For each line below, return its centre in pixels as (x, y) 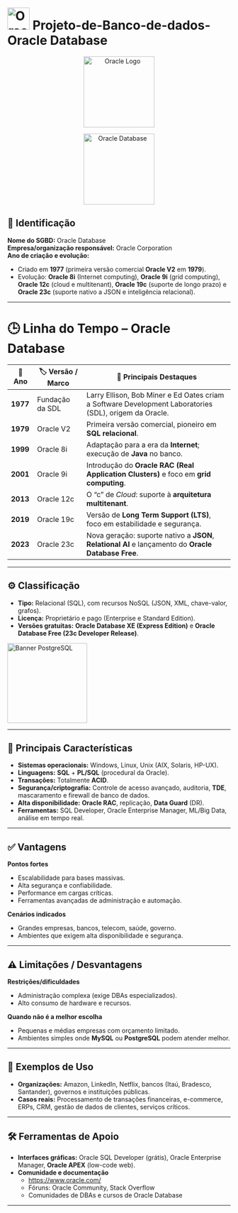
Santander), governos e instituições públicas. (84, 1092)
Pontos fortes (28, 864)
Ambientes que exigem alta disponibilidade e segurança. (100, 936)
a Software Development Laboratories (149, 403)
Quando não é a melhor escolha (55, 1016)
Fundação (53, 399)
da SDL (49, 408)
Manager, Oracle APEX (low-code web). (76, 1165)
